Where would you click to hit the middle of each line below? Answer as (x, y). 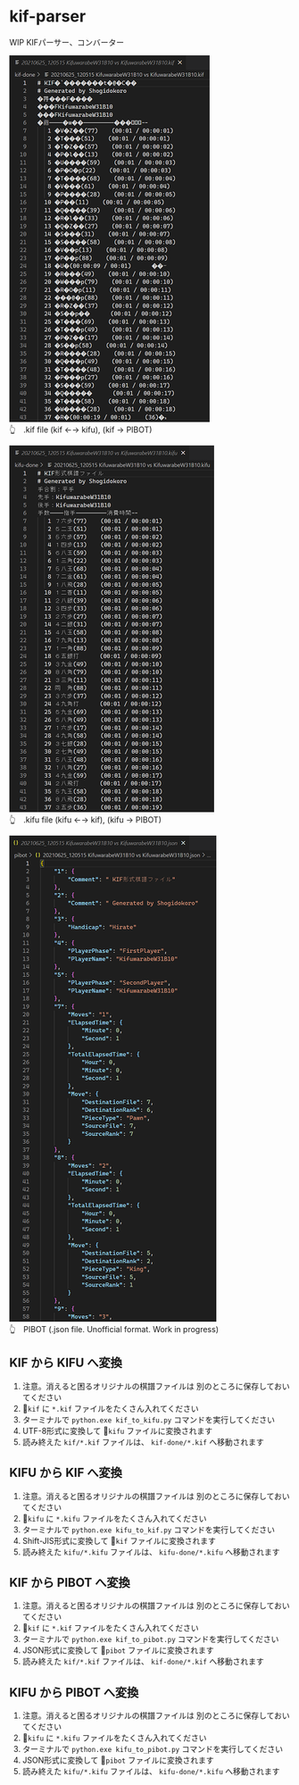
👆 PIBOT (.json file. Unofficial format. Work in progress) (114, 1329)
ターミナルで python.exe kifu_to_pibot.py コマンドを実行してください (153, 1749)
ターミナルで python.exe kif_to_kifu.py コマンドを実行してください (148, 1419)
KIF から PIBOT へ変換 (70, 1582)
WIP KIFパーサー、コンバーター (67, 42)
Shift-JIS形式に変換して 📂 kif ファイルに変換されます (119, 1540)
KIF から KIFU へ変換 (66, 1363)
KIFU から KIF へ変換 (66, 1473)
